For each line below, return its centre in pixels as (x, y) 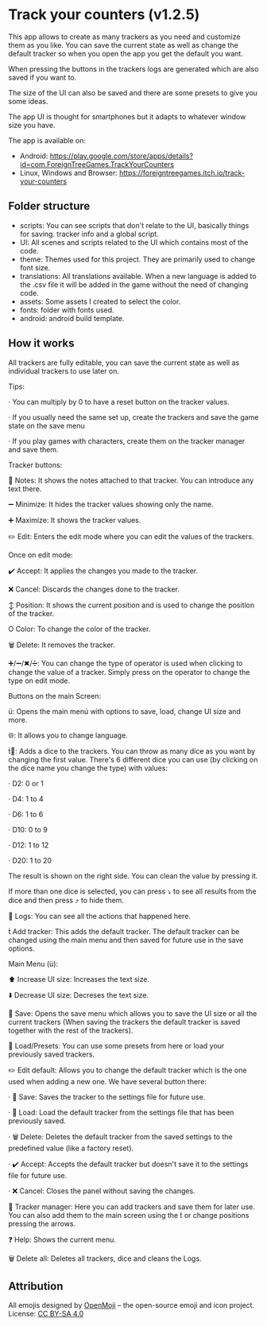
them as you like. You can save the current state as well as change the (123, 45)
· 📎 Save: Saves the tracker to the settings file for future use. (107, 1097)
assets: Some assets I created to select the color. (100, 301)
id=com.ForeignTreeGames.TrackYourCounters (97, 164)
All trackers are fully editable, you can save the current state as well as (124, 363)
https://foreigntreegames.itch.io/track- (182, 173)
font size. (35, 267)
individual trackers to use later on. (64, 370)
